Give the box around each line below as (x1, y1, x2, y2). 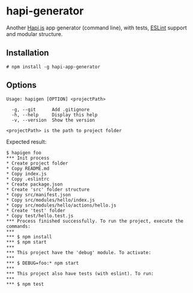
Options (6, 80, 37, 91)
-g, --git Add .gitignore (11, 106, 90, 112)
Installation (6, 48, 49, 58)
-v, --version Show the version (11, 117, 95, 123)
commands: (6, 223, 31, 229)
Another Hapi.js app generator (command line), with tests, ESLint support (6, 24, 187, 31)
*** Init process (6, 155, 50, 161)
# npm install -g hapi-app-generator (6, 64, 101, 70)
